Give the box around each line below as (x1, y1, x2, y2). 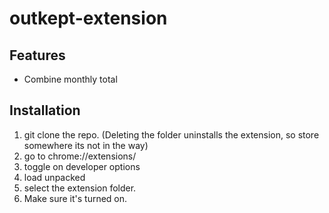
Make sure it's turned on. (23, 192, 128, 204)
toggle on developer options (23, 160, 141, 172)
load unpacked (23, 171, 86, 183)
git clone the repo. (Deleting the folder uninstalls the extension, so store (23, 128, 320, 141)
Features (9, 47, 66, 64)
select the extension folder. (23, 182, 137, 194)
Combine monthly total (23, 73, 118, 85)
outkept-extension (9, 7, 168, 30)
